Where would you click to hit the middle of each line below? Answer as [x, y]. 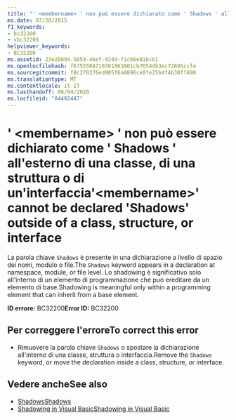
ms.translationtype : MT [42, 79]
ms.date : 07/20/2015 [38, 20]
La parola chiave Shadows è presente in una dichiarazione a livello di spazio [115, 257]
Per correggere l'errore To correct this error [103, 330]
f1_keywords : [26, 27]
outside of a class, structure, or [100, 223]
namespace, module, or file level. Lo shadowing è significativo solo [104, 272]
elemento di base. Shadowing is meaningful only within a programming [109, 287]
